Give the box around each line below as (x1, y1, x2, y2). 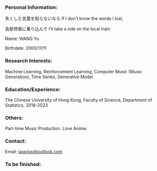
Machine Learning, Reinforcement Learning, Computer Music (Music (5, 68, 142, 74)
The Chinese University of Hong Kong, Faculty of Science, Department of (5, 97, 152, 103)
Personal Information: (5, 4, 58, 11)
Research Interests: (5, 58, 52, 64)
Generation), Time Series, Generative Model (5, 74, 93, 80)
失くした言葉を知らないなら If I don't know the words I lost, (5, 16, 123, 21)
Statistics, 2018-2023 (5, 102, 48, 108)
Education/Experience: (5, 86, 61, 93)
